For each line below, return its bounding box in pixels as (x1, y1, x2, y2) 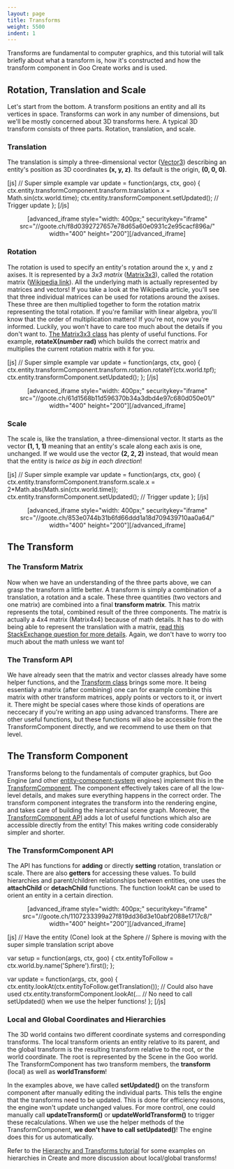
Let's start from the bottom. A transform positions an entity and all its (7, 103, 206, 111)
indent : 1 (7, 29, 36, 37)
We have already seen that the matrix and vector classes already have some (7, 670, 227, 679)
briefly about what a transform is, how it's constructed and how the (7, 57, 201, 65)
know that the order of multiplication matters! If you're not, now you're (7, 315, 210, 323)
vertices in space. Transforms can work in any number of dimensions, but (7, 110, 220, 119)
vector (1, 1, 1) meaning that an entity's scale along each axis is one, (7, 441, 203, 450)
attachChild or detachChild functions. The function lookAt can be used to (7, 884, 221, 892)
